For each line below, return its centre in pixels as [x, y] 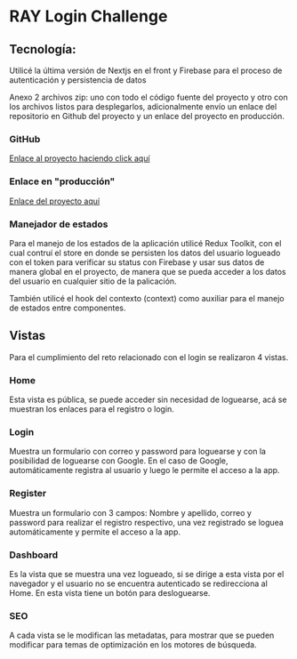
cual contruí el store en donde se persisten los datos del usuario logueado [145, 253]
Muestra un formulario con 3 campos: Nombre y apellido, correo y [130, 512]
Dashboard [34, 555]
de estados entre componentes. [68, 308]
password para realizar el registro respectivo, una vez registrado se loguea [147, 522]
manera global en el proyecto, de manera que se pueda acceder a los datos [148, 271]
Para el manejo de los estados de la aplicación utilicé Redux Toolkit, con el [145, 243]
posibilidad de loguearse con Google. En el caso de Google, [119, 461]
